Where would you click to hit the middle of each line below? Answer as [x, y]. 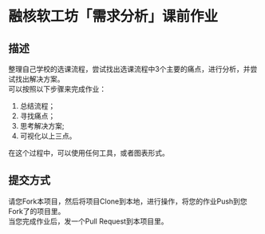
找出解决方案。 [40, 79]
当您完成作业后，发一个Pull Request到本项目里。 [88, 221]
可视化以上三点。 [48, 136]
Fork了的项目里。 [37, 211]
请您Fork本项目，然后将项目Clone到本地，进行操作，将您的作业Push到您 [128, 201]
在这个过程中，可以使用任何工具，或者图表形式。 [89, 153]
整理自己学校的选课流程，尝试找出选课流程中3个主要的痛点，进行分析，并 [129, 69]
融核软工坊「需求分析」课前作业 [113, 16]
